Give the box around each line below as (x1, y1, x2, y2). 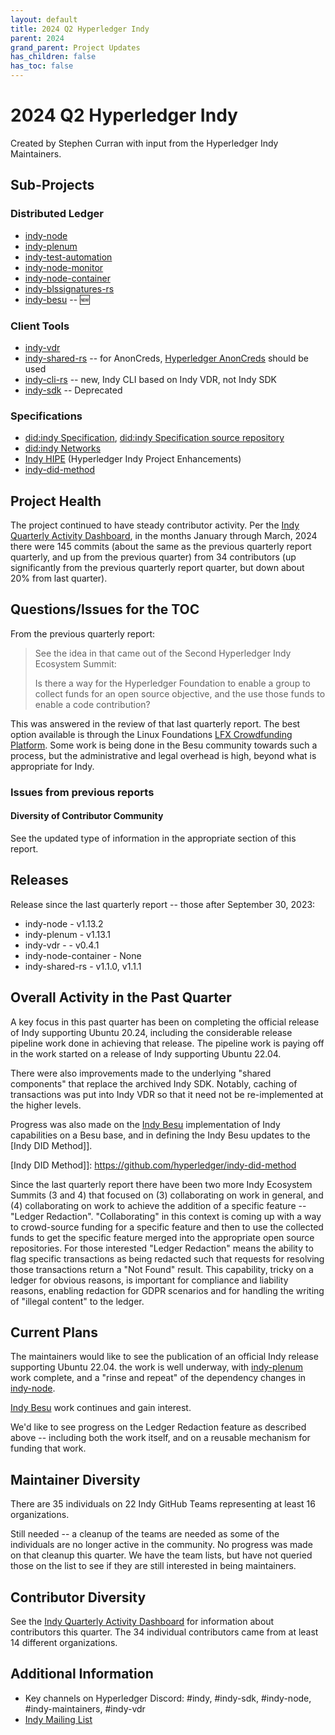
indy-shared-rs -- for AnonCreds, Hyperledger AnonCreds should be (24, 352, 309, 364)
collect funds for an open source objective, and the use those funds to (34, 687, 326, 700)
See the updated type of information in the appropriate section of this (10, 832, 297, 844)
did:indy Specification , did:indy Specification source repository (24, 432, 285, 444)
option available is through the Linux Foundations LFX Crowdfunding (10, 728, 293, 740)
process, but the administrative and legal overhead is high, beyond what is (10, 749, 317, 761)
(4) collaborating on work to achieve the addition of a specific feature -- (10, 1199, 307, 1211)
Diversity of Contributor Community (10, 810, 164, 822)
